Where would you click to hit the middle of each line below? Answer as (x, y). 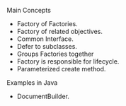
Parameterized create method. (61, 69)
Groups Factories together (55, 54)
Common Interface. (45, 39)
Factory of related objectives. (60, 31)
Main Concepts (29, 10)
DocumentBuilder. (43, 96)
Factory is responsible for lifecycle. (68, 61)
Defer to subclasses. (47, 46)
